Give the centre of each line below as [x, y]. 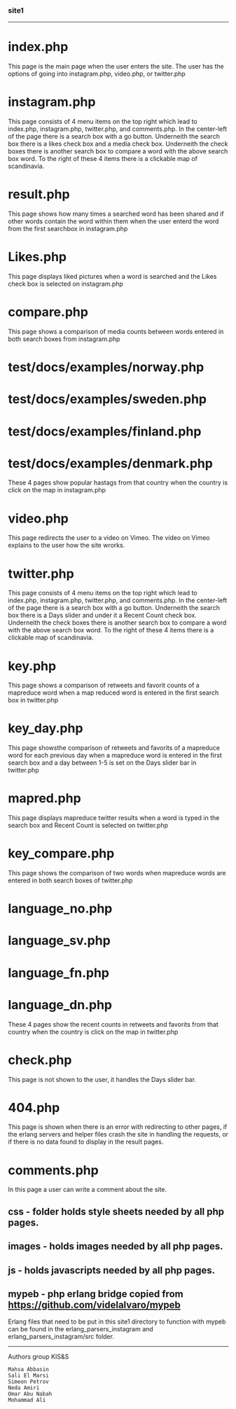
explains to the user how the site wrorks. [67, 546]
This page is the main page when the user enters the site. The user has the [116, 67]
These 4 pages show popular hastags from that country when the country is [118, 483]
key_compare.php [61, 854]
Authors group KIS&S [39, 1356]
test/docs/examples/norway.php [106, 367]
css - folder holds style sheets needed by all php [116, 1211]
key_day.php [46, 729]
